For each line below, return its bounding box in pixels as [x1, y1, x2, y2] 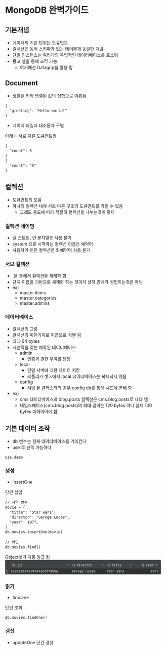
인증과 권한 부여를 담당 [27, 356, 71, 362]
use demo [5, 455, 23, 460]
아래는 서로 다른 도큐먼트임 [5, 133, 57, 139]
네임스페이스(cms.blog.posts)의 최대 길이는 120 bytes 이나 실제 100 [19, 402, 152, 408]
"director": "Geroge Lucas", [9, 515, 70, 520]
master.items [19, 290, 46, 296]
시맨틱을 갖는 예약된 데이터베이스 [12, 344, 76, 350]
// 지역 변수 [5, 500, 28, 505]
